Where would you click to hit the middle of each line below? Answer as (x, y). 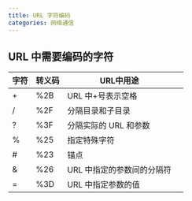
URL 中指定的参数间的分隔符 (119, 170)
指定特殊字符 (91, 140)
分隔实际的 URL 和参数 (109, 125)
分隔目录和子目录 (99, 111)
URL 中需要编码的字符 (61, 56)
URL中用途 (119, 81)
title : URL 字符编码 (39, 15)
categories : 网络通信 (41, 23)
